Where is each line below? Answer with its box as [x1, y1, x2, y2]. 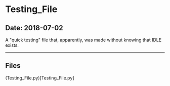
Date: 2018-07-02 [5, 24, 63, 32]
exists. [5, 42, 19, 48]
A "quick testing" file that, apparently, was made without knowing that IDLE [5, 37, 162, 43]
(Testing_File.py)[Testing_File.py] [5, 74, 74, 81]
